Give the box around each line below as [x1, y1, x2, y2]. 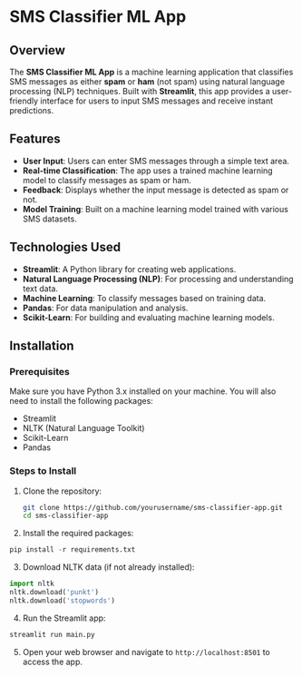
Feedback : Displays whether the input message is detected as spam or [22, 184, 289, 195]
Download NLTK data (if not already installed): [22, 562, 195, 573]
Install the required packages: [22, 528, 134, 539]
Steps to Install [9, 465, 77, 477]
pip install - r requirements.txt [9, 545, 136, 554]
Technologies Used [9, 240, 121, 255]
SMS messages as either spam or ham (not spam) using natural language [9, 76, 286, 87]
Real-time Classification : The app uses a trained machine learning [22, 165, 274, 176]
